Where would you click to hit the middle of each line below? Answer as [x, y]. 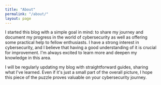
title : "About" [20, 9]
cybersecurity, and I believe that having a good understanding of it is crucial [81, 48]
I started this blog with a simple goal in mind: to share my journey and [74, 32]
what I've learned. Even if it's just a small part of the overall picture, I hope [79, 72]
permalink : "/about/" [27, 14]
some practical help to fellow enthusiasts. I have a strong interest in [72, 42]
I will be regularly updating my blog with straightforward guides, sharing [77, 67]
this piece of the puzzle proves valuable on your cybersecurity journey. [76, 77]
